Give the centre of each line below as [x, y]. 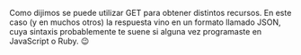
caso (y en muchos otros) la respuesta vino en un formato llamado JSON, [145, 22]
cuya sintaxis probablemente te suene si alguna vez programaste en [136, 31]
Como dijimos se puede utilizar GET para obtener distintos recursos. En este [150, 13]
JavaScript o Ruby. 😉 [49, 41]
